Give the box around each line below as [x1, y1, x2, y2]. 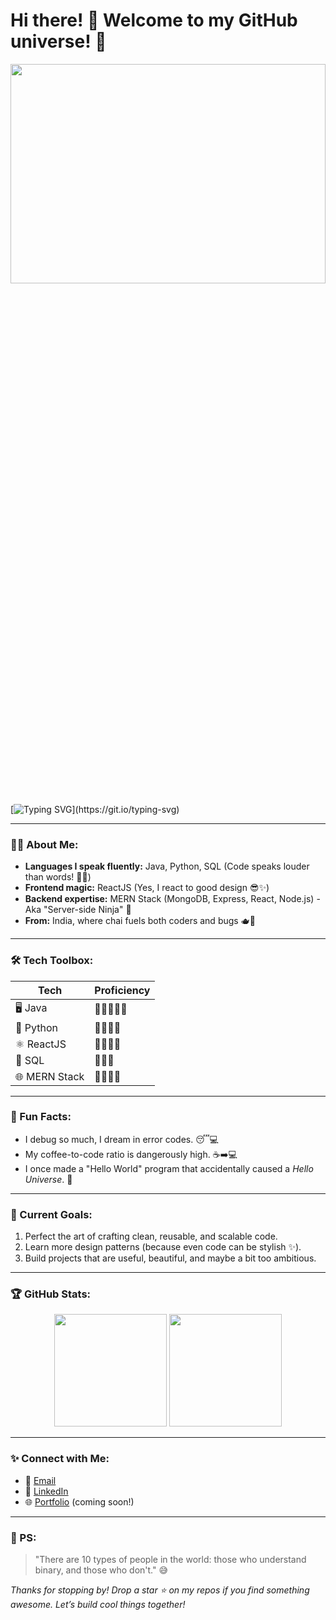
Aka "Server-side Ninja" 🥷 [24, 904, 132, 916]
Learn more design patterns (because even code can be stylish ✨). [24, 1241, 302, 1253]
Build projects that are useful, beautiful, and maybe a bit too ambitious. [24, 1252, 317, 1264]
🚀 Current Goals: [10, 1207, 93, 1221]
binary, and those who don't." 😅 [34, 1564, 169, 1576]
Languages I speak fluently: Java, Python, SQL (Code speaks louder [24, 860, 310, 873]
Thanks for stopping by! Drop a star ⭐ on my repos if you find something [10, 1584, 310, 1596]
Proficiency [94, 983, 151, 997]
